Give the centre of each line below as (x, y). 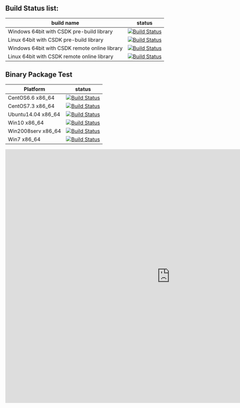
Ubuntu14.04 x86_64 (34, 114)
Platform (34, 89)
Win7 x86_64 (24, 139)
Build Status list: (32, 8)
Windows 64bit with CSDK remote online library (65, 48)
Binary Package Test (39, 74)
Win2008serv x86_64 (35, 131)
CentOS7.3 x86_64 (31, 106)
